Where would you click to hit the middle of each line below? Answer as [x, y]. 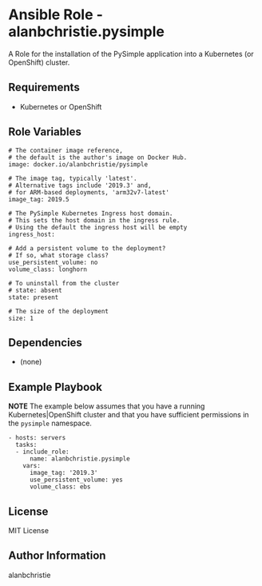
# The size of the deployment [59, 311]
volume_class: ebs [60, 487]
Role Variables [45, 132]
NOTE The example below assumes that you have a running [107, 406]
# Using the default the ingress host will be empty [98, 227]
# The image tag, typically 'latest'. [73, 178]
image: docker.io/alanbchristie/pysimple [78, 164]
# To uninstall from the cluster [64, 283]
